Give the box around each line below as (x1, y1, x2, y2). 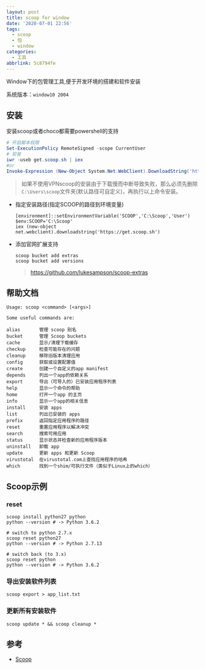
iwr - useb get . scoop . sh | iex (6, 156, 84, 163)
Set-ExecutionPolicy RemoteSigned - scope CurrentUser (6, 145, 146, 152)
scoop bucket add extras (15, 252, 79, 258)
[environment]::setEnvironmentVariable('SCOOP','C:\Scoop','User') (15, 213, 190, 219)
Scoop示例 (6, 481, 48, 492)
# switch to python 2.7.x (6, 530, 72, 536)
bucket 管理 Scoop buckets (6, 334, 87, 340)
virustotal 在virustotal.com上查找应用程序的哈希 (6, 456, 128, 463)
